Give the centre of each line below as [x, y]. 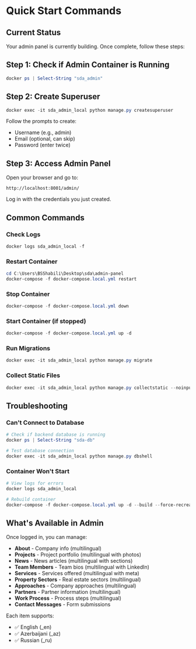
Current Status [34, 33]
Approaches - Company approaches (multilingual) [75, 586]
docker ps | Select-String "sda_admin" [55, 78]
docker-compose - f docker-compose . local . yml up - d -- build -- [83, 505]
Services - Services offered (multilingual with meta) [77, 573]
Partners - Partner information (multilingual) [67, 592]
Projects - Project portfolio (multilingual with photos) [78, 555]
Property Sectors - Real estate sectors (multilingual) [78, 580]
